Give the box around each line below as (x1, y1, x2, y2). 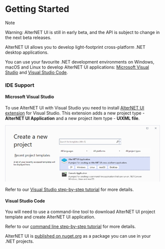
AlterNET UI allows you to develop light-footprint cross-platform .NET (5, 44, 146, 50)
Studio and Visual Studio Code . (5, 69, 68, 75)
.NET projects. (5, 238, 34, 245)
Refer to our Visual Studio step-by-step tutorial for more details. (5, 186, 134, 192)
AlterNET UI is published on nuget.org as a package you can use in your (5, 233, 151, 239)
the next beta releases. (5, 35, 52, 40)
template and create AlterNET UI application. (5, 214, 96, 220)
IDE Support (5, 81, 34, 88)
